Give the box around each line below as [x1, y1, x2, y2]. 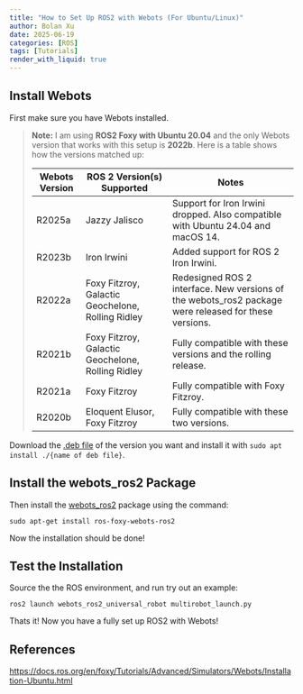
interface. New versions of [172, 282, 284, 295]
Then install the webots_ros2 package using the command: [9, 499, 229, 510]
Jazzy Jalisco [85, 214, 144, 226]
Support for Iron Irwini [172, 196, 266, 209]
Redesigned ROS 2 [172, 271, 252, 284]
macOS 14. [172, 231, 221, 243]
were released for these [172, 305, 273, 317]
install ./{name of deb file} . [9, 449, 125, 460]
